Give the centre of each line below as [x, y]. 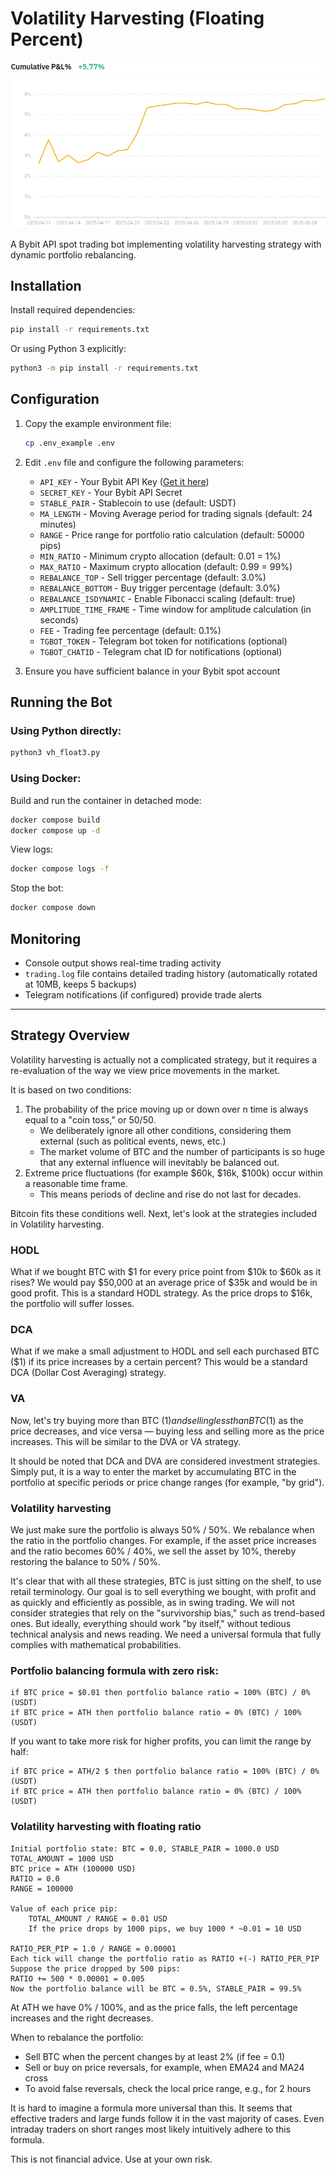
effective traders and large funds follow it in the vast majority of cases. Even [167, 2118]
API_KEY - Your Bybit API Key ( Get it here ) [124, 481]
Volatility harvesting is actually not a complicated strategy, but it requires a [164, 1059]
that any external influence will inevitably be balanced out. [159, 1162]
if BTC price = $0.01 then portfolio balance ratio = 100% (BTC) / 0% [160, 1693]
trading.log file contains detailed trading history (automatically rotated [171, 973]
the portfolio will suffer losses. [72, 1304]
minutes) [58, 524]
